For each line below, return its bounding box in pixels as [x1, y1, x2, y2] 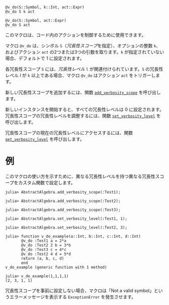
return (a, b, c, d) [21, 256, 65, 261]
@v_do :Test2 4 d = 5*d [21, 251, 71, 257]
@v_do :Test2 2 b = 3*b [21, 242, 71, 247]
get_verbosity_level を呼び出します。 [5, 136, 85, 142]
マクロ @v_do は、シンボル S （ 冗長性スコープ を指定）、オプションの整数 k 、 [5, 43, 161, 48]
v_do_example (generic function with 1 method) [5, 265, 107, 270]
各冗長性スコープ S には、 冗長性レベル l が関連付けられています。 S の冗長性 [5, 66, 163, 72]
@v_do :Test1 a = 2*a [21, 238, 67, 243]
